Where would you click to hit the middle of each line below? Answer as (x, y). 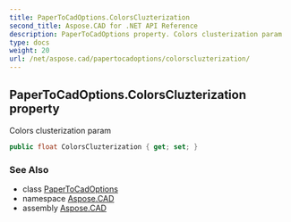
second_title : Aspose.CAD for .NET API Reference (104, 26)
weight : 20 (30, 51)
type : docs (30, 42)
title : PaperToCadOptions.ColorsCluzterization (100, 17)
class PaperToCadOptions (70, 189)
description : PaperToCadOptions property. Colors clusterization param (145, 34)
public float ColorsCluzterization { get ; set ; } (104, 147)
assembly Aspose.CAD (64, 208)
